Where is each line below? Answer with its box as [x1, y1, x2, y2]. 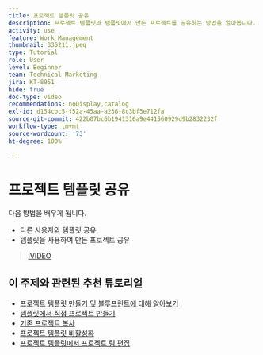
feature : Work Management [8, 33, 93, 42]
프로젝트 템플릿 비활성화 [19, 329, 95, 338]
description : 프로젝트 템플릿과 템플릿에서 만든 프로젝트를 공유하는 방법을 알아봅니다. [8, 19, 257, 27]
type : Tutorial [8, 48, 59, 56]
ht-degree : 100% [8, 137, 62, 145]
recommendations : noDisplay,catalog [8, 100, 129, 108]
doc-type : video [8, 93, 62, 101]
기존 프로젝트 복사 [19, 318, 75, 328]
